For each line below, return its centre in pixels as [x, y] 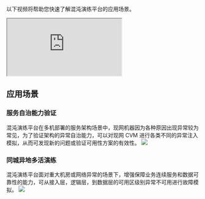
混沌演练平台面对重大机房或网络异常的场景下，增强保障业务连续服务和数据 [100, 174]
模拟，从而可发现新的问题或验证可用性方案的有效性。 [73, 143]
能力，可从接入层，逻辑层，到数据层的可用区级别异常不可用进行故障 [108, 182]
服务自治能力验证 [31, 113]
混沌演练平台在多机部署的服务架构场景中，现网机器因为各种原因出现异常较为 [103, 128]
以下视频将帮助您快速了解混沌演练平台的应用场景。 [70, 9]
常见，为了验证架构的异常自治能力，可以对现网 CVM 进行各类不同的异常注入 [102, 135]
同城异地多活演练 [31, 160]
